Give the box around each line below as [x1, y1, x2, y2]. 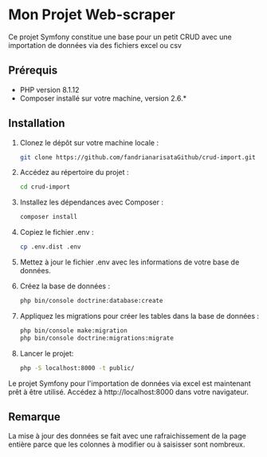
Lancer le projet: [19, 348, 74, 358]
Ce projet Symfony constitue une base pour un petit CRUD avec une [8, 32, 233, 42]
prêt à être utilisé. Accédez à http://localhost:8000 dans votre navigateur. [8, 387, 249, 396]
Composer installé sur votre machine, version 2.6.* [19, 93, 187, 103]
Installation [8, 117, 65, 130]
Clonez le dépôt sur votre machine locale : [19, 137, 159, 147]
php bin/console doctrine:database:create [19, 297, 163, 305]
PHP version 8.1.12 [19, 85, 80, 94]
